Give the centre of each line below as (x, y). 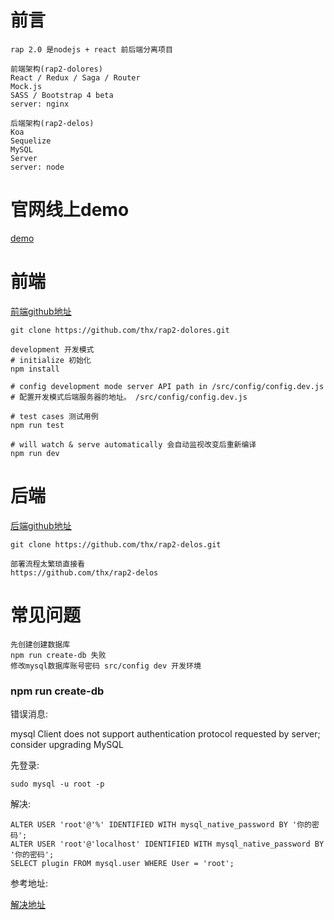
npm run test (37, 425)
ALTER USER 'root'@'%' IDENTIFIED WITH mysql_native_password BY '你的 (161, 824)
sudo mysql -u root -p (57, 784)
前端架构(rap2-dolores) (56, 69)
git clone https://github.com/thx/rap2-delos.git (116, 544)
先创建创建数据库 (40, 644)
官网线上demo (70, 210)
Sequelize (31, 141)
